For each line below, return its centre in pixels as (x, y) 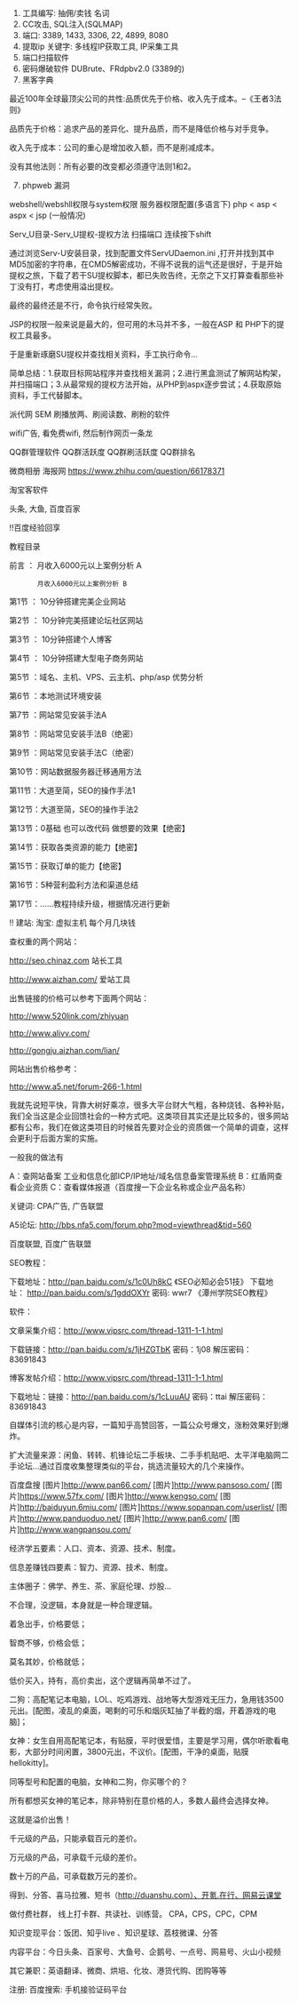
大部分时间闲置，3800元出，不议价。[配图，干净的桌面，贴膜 (137, 1751)
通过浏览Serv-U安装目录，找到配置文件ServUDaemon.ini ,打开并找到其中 (142, 253)
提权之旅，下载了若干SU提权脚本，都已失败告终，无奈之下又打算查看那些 (143, 275)
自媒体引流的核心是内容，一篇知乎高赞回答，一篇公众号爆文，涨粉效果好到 (145, 1425)
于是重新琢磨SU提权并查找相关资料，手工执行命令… (103, 354)
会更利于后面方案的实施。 (56, 1138)
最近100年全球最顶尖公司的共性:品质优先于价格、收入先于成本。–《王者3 (142, 99)
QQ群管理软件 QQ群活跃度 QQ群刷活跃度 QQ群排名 (102, 452)
